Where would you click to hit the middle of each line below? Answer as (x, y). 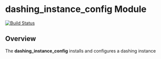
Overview (21, 39)
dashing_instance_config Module (76, 9)
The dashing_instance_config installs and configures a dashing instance (80, 50)
